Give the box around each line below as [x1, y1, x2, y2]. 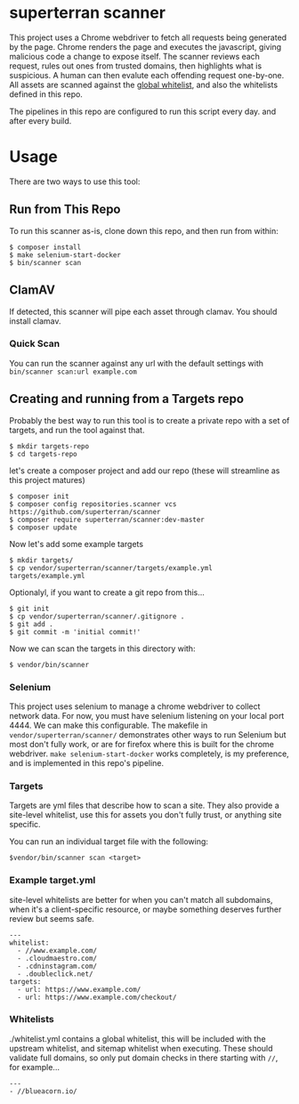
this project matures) [9, 474, 86, 485]
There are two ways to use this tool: [9, 176, 141, 187]
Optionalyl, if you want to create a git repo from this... [9, 586, 205, 598]
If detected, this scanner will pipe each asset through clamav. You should [9, 306, 278, 317]
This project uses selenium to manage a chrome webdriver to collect [9, 701, 261, 712]
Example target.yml [9, 874, 96, 887]
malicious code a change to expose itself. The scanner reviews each [9, 51, 261, 61]
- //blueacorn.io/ [9, 1086, 77, 1096]
